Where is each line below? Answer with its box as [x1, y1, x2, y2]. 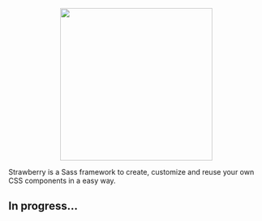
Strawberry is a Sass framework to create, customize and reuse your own [8, 167, 255, 176]
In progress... [8, 199, 79, 213]
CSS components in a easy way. [8, 175, 116, 185]
